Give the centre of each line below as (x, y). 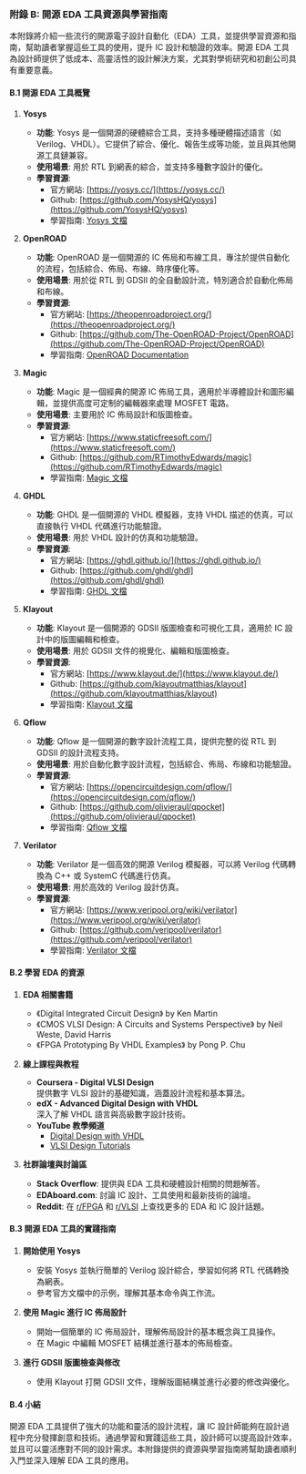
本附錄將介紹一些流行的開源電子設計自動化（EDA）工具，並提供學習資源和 (149, 36)
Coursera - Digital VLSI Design (95, 1082)
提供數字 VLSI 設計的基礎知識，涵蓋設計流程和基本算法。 (143, 1093)
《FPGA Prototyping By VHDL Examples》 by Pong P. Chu (141, 1044)
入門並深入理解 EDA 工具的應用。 (71, 1460)
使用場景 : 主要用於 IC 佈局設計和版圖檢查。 (117, 414)
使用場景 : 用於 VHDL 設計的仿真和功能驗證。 (119, 537)
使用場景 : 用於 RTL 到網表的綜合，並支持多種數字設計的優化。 (152, 167)
